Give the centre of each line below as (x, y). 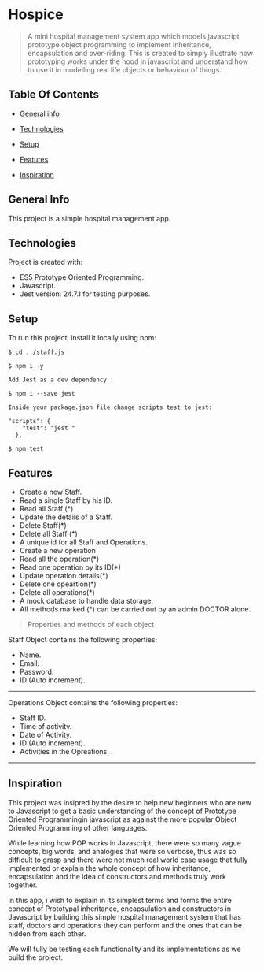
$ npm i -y (26, 366)
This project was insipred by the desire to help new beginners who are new (130, 802)
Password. (37, 672)
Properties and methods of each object (91, 624)
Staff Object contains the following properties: (83, 639)
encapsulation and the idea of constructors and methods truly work (117, 876)
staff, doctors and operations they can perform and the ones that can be (125, 925)
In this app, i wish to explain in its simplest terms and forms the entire (120, 900)
